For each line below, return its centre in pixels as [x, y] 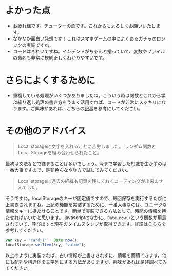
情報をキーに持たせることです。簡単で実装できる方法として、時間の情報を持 [86, 211]
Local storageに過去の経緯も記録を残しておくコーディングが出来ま [88, 181]
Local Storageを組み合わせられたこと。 [60, 152]
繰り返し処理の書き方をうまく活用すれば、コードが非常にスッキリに [89, 102]
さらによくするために [51, 81]
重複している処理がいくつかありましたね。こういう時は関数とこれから [87, 95]
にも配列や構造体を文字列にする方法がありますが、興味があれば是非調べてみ [86, 262]
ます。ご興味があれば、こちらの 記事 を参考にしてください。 [80, 108]
